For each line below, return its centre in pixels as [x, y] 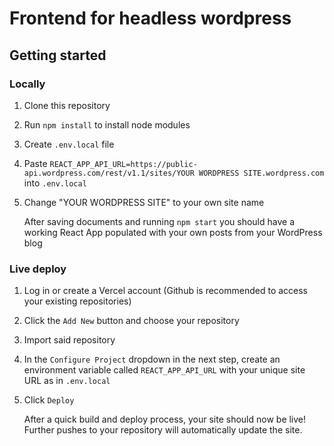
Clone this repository [67, 105]
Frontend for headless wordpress [150, 18]
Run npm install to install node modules [107, 124]
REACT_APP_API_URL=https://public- [123, 164]
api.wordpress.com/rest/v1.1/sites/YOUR [109, 173]
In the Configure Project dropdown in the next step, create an [152, 359]
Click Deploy [49, 400]
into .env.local [55, 183]
